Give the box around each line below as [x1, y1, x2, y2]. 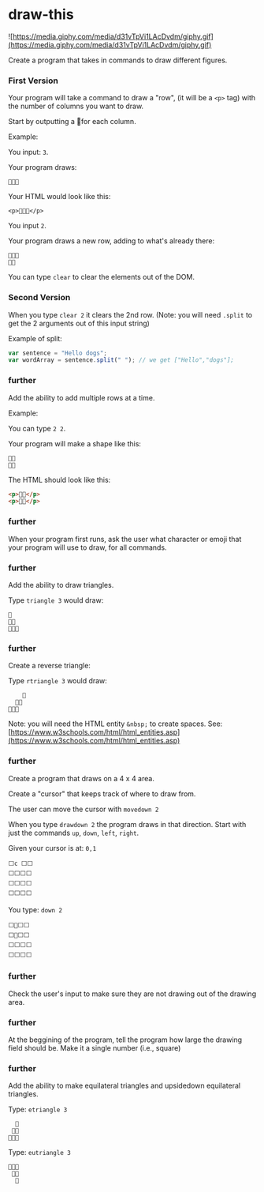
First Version [8, 75, 59, 86]
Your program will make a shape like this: [8, 438, 142, 448]
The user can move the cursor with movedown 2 [8, 804, 159, 814]
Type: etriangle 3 [8, 1104, 68, 1115]
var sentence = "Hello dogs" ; [8, 349, 108, 357]
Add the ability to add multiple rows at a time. [8, 393, 155, 402]
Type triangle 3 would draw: [8, 595, 104, 605]
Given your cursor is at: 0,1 [8, 843, 97, 852]
